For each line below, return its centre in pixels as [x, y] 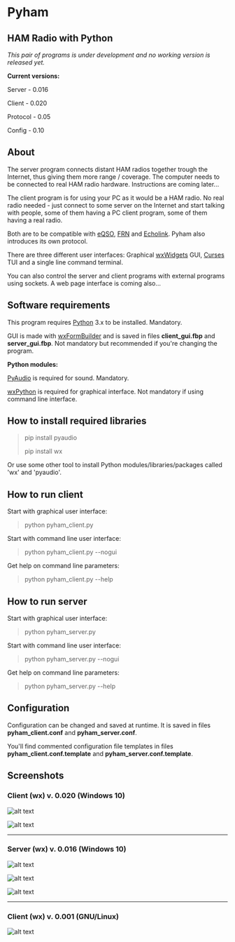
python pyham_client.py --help [69, 579]
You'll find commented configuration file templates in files [90, 746]
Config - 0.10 [26, 130]
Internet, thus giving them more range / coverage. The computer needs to [114, 177]
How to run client [45, 494]
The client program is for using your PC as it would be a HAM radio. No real [116, 198]
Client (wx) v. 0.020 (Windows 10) [66, 795]
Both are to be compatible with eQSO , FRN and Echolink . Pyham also [106, 234]
